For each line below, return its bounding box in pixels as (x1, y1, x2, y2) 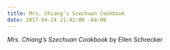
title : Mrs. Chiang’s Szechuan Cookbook (7, 10, 126, 17)
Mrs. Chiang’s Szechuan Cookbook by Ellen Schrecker (7, 35, 163, 43)
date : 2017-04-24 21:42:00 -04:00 (7, 16, 107, 23)
